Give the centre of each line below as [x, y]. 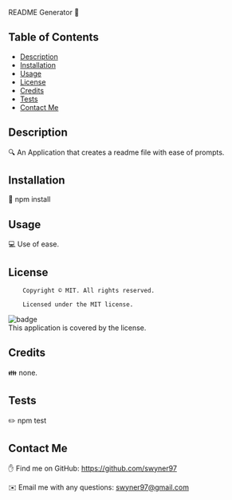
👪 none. [23, 372]
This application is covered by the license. [77, 328]
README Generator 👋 [44, 12]
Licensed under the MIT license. [78, 305]
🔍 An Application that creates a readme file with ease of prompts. [116, 152]
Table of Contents [54, 37]
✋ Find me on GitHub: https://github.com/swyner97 [93, 468]
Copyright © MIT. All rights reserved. [89, 291]
